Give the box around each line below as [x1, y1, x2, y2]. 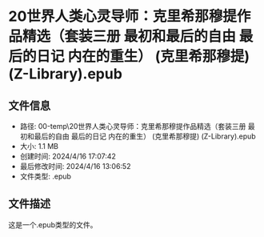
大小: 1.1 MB [19, 142, 58, 151]
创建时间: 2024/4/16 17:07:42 [19, 151, 116, 161]
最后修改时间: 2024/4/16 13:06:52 [19, 162, 131, 171]
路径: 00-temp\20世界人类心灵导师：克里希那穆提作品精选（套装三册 [19, 122, 246, 131]
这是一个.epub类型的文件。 [8, 219, 98, 229]
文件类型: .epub [19, 171, 72, 181]
